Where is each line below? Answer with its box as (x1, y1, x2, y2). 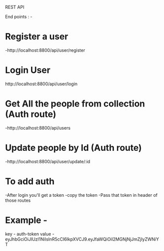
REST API (5, 4, 25, 10)
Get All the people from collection (5, 98, 145, 109)
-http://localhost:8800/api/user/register (5, 47, 85, 53)
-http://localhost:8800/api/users (5, 125, 70, 131)
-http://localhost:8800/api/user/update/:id (5, 158, 90, 164)
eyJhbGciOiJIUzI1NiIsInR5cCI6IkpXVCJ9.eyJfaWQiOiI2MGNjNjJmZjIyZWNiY (5, 236, 159, 242)
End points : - (5, 14, 33, 19)
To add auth (5, 176, 55, 187)
